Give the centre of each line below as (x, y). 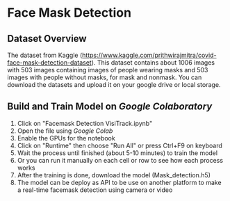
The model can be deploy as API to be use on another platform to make (119, 182)
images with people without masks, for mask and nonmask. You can (105, 77)
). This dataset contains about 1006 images (153, 63)
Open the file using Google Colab (65, 131)
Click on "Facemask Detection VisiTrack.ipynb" (85, 123)
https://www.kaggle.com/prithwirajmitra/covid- (149, 55)
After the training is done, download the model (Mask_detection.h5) (114, 175)
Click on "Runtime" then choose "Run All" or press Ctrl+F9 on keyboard (120, 145)
